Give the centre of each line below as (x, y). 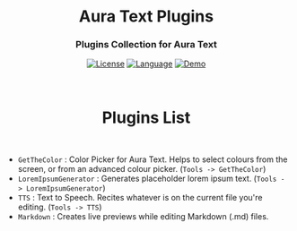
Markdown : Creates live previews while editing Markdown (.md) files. (143, 217)
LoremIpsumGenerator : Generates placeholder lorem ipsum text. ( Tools (147, 179)
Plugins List (146, 117)
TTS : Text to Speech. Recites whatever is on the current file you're (140, 198)
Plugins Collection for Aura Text (146, 45)
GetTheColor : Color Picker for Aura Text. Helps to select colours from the (153, 159)
